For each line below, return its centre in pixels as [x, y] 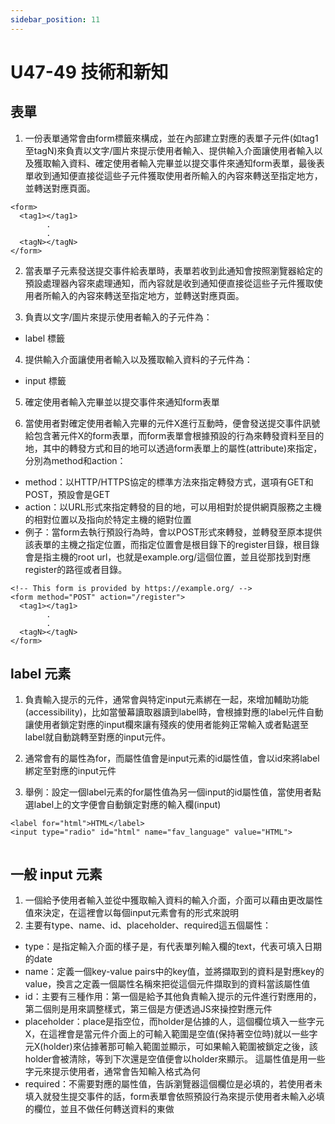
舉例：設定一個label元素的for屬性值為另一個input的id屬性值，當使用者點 [173, 792]
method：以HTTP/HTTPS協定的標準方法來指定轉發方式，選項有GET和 [169, 482]
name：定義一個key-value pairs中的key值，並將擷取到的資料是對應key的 [174, 972]
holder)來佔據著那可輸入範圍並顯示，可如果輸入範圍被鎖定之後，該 [180, 1047]
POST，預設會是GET [67, 494]
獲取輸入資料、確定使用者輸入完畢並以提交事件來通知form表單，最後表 [179, 163]
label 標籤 [45, 338]
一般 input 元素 [56, 874]
